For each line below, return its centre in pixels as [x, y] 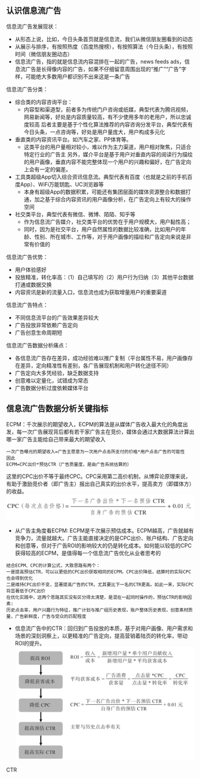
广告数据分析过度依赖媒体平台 [51, 388]
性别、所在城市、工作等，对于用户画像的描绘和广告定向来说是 [110, 237]
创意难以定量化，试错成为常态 [51, 380]
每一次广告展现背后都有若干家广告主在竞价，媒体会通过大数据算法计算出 [105, 432]
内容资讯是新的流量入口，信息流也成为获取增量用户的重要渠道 [91, 292]
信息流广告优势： [27, 257]
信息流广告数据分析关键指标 [57, 409]
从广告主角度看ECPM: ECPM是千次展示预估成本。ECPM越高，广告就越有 [104, 531]
